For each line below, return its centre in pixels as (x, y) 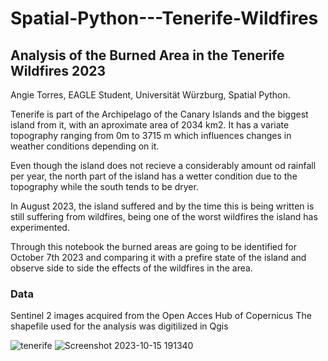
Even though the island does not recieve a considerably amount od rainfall (163, 165)
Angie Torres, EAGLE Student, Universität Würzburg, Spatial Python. (150, 95)
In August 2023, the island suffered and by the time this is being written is (162, 206)
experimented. (40, 227)
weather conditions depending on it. (85, 146)
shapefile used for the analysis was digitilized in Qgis (119, 326)
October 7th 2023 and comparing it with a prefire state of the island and (158, 257)
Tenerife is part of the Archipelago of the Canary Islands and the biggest (159, 114)
